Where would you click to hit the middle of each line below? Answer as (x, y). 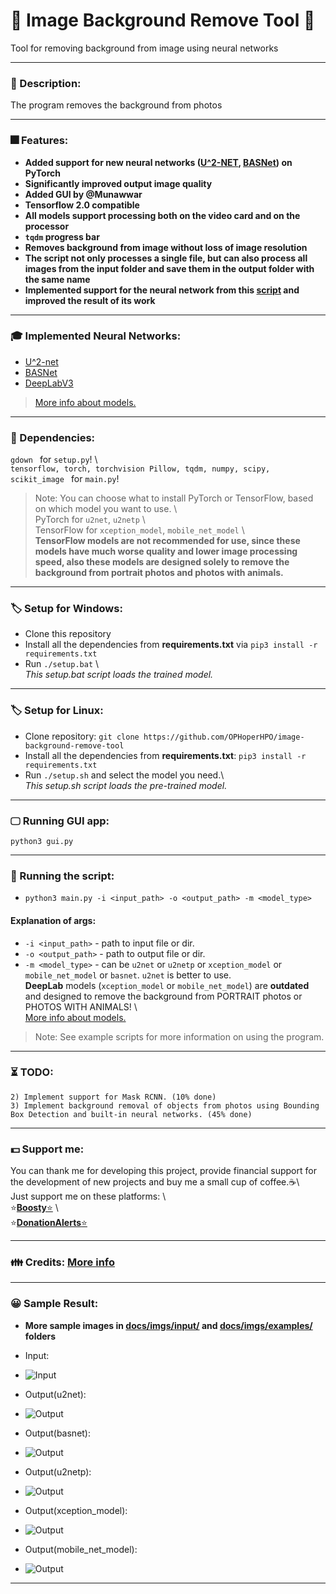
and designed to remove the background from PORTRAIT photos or (163, 996)
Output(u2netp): (58, 1471)
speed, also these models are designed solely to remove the (162, 562)
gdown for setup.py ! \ (54, 460)
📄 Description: (46, 83)
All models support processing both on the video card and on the (162, 215)
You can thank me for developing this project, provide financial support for (163, 1171)
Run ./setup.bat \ (62, 664)
